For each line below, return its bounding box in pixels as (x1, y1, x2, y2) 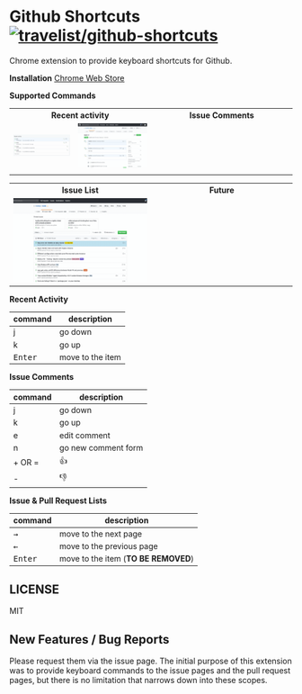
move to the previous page (59, 540, 159, 551)
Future (209, 185, 235, 195)
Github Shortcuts (9, 6, 141, 27)
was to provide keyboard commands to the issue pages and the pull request (9, 665, 291, 676)
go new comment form (59, 442, 144, 453)
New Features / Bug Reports (9, 632, 170, 647)
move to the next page (59, 528, 143, 539)
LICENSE (9, 582, 60, 598)
